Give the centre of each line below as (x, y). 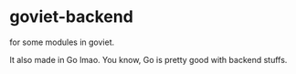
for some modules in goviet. (62, 42)
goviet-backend (72, 17)
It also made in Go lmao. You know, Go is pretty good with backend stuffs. (148, 59)
